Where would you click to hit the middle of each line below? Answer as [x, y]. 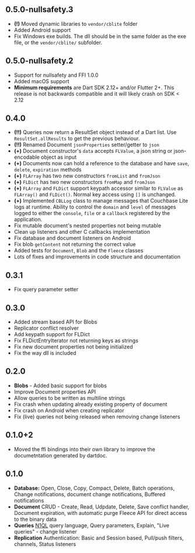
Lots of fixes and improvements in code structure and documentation [97, 257]
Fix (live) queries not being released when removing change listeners [97, 417]
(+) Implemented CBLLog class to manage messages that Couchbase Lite [101, 201]
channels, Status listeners [45, 544]
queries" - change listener [45, 531]
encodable [27, 157]
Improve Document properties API [55, 391]
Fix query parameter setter [46, 289]
